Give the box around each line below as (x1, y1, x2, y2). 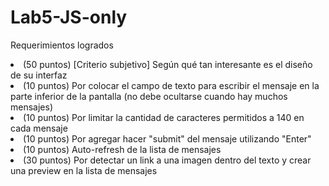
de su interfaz (10, 69, 68, 81)
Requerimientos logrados (10, 39, 114, 51)
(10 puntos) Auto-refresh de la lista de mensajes (23, 143, 222, 155)
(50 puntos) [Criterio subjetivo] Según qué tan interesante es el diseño (23, 58, 313, 70)
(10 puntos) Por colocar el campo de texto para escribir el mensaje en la (23, 79, 320, 91)
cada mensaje (10, 122, 68, 134)
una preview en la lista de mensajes (10, 164, 158, 176)
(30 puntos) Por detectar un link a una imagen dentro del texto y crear (23, 154, 312, 166)
